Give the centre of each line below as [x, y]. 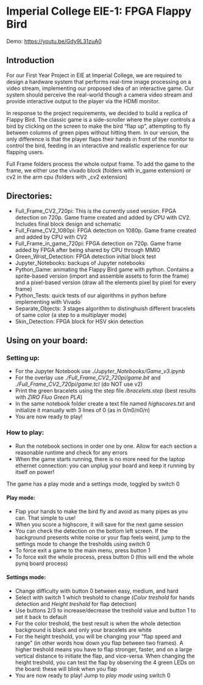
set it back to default [41, 616]
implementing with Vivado [48, 302]
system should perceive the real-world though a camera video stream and [99, 94]
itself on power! [35, 472]
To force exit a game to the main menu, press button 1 [83, 550]
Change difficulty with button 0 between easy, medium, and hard [97, 591]
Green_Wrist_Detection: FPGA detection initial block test [86, 256]
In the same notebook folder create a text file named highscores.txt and [105, 404]
